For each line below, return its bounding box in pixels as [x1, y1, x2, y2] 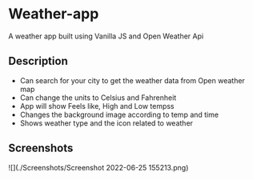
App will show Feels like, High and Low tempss [19, 101, 175, 110]
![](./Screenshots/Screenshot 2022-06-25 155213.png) [8, 162, 189, 172]
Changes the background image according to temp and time [19, 110, 219, 119]
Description [8, 54, 68, 68]
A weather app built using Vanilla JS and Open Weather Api [8, 31, 204, 41]
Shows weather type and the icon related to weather [19, 118, 194, 128]
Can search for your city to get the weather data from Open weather [19, 75, 246, 85]
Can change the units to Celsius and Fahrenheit [19, 93, 177, 102]
